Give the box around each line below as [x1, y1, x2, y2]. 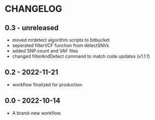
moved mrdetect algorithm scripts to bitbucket [12, 37, 110, 43]
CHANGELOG [5, 3, 62, 15]
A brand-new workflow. [12, 110, 62, 116]
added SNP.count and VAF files [12, 48, 79, 54]
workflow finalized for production [12, 81, 83, 87]
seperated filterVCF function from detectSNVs [12, 42, 109, 49]
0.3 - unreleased [5, 23, 59, 32]
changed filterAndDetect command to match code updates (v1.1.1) [12, 53, 150, 59]
